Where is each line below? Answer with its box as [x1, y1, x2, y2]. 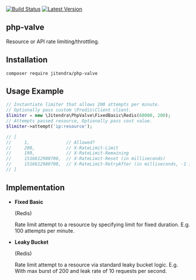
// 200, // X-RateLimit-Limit [6, 145, 118, 151]
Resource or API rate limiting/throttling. [6, 38, 100, 45]
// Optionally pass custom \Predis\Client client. [6, 107, 132, 113]
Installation [6, 55, 48, 65]
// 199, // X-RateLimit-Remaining [6, 150, 129, 156]
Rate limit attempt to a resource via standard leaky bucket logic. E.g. [14, 261, 178, 268]
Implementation [6, 183, 65, 193]
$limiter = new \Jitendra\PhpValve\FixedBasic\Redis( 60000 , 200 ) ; [6, 113, 171, 119]
